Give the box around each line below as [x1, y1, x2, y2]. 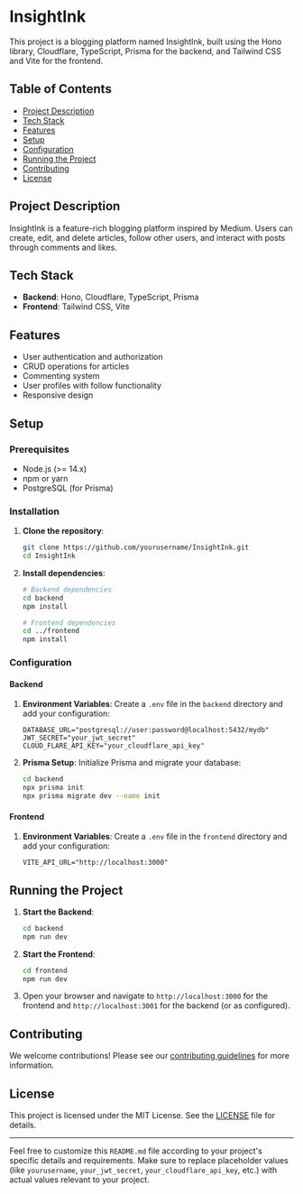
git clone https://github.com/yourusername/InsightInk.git [22, 543, 250, 552]
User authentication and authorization [22, 352, 164, 363]
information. [9, 1060, 55, 1070]
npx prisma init [22, 783, 84, 793]
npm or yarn [22, 473, 69, 483]
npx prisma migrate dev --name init [22, 792, 161, 801]
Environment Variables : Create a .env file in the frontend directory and [22, 831, 288, 842]
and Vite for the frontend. [9, 55, 104, 66]
